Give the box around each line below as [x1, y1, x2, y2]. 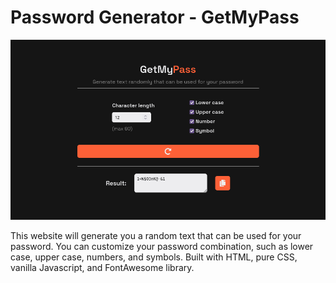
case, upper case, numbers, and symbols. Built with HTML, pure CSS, [10, 251, 298, 263]
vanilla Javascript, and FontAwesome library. [10, 262, 195, 273]
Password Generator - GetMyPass [10, 6, 300, 29]
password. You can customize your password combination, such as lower [10, 241, 314, 252]
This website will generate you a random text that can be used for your [10, 230, 302, 241]
